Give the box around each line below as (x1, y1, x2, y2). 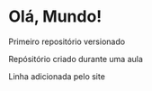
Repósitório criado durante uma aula (8, 53, 143, 64)
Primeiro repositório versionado (8, 36, 126, 47)
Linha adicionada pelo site (8, 70, 105, 82)
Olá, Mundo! (8, 6, 103, 27)
